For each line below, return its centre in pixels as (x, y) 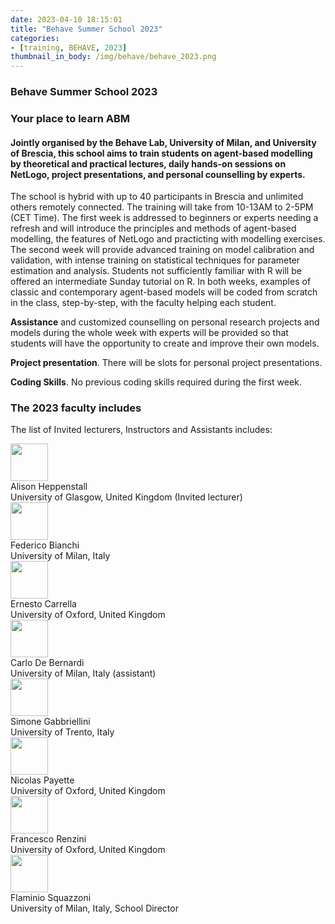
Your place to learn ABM (70, 118)
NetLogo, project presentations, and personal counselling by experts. (158, 174)
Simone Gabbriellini (50, 722)
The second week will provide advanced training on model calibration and (162, 250)
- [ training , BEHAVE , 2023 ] (69, 47)
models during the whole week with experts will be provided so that (149, 333)
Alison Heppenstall (49, 487)
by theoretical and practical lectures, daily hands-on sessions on (148, 163)
